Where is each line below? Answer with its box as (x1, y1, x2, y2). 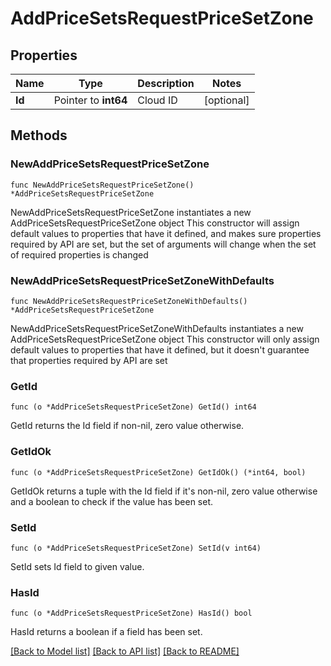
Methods (10, 127, 68, 144)
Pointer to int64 (53, 93, 128, 107)
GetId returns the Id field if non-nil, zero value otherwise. (10, 420, 245, 432)
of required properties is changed (10, 248, 149, 261)
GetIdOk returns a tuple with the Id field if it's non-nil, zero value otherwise (10, 485, 318, 497)
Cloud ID (137, 93, 178, 107)
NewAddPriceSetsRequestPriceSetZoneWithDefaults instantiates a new (10, 322, 304, 334)
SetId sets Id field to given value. (10, 560, 145, 572)
